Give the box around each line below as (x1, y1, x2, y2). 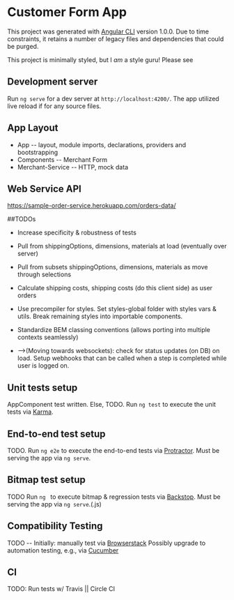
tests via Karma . (7, 407, 54, 416)
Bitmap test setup (7, 474, 86, 486)
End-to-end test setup (7, 428, 106, 440)
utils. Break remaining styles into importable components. (17, 312, 183, 321)
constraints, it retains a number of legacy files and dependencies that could (7, 34, 224, 43)
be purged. (7, 42, 39, 50)
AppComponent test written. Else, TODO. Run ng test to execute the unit (7, 400, 216, 409)
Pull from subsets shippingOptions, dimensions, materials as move (17, 263, 208, 271)
